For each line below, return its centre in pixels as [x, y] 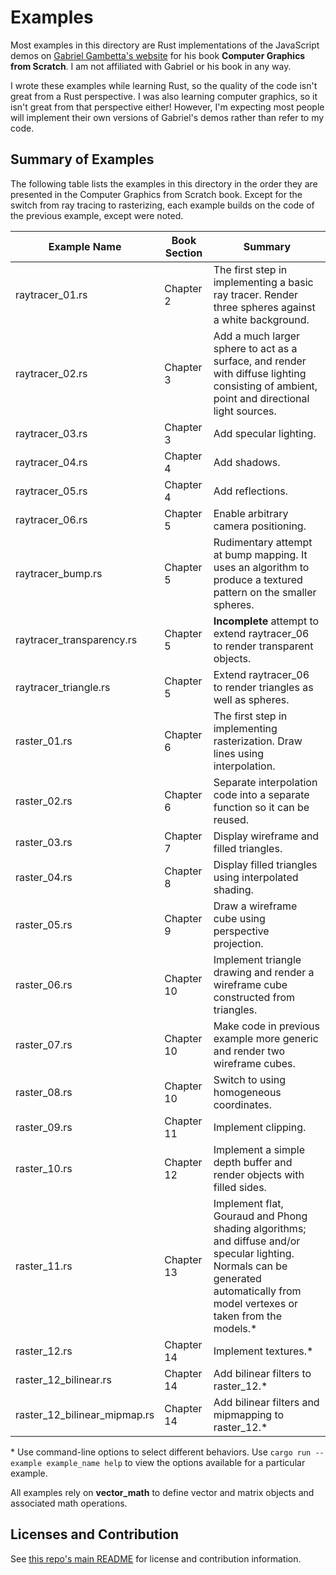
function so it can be [261, 807]
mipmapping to [249, 1414]
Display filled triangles [265, 864]
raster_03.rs [44, 842]
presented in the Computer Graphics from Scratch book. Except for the [156, 194]
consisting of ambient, [265, 386]
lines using [239, 753]
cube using [239, 918]
